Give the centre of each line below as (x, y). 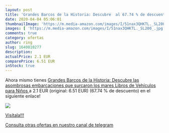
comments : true (21, 33)
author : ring (19, 43)
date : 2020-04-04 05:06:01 (33, 19)
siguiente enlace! (23, 96)
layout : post (19, 10)
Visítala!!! (15, 115)
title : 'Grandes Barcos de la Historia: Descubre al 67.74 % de (75, 15)
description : (19, 52)
